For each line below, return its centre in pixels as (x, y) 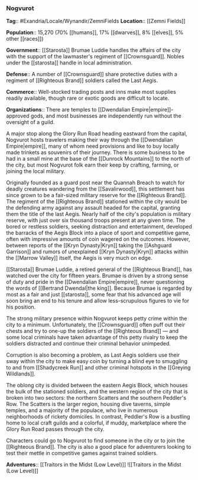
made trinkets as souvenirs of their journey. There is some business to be (95, 152)
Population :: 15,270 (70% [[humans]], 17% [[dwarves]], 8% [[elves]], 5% (95, 32)
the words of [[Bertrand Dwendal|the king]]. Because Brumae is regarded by (99, 288)
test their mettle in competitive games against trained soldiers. (82, 453)
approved (18, 116)
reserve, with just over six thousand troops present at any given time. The (96, 220)
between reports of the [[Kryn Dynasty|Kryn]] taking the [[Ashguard (89, 246)
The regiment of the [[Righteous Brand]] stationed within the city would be (97, 201)
